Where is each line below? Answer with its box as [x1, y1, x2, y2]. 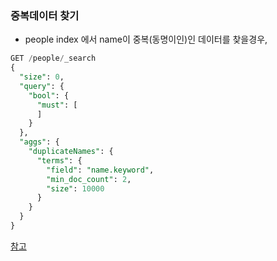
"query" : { [19, 81, 65, 91]
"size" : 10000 [46, 183, 105, 194]
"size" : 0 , [19, 72, 65, 82]
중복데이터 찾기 [10, 8, 80, 22]
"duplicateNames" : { [28, 147, 114, 157]
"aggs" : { [19, 137, 60, 147]
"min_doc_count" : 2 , [46, 174, 132, 184]
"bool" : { [28, 90, 70, 101]
